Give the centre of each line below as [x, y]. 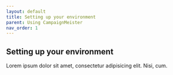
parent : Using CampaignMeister [44, 22]
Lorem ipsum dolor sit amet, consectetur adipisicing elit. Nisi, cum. [87, 66]
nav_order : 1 [22, 28]
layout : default [26, 11]
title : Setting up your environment [51, 17]
